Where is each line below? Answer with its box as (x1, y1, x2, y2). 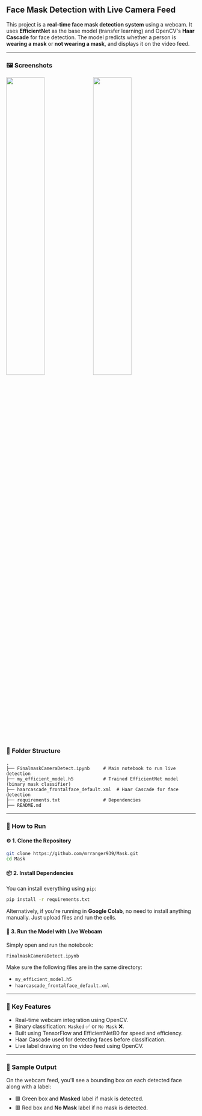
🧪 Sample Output (6, 1063, 57, 1071)
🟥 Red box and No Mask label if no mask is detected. (14, 1104, 148, 1111)
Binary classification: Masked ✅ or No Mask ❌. (14, 1023, 124, 1030)
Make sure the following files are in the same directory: (6, 964, 142, 971)
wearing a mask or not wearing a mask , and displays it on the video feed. (6, 40, 190, 47)
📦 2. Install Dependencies (6, 869, 74, 876)
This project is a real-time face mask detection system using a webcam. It (6, 20, 192, 28)
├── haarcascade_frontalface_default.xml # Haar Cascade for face (6, 786, 179, 793)
